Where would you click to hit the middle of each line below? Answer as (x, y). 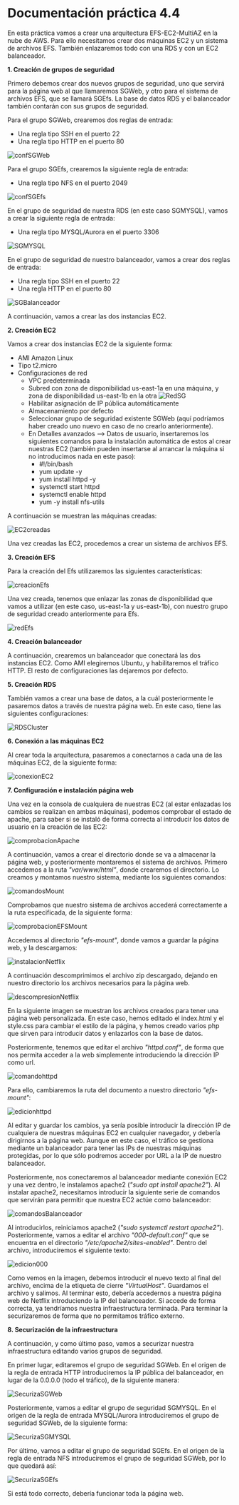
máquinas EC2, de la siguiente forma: (62, 762)
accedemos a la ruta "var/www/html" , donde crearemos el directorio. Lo (113, 870)
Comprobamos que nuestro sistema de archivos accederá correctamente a (117, 905)
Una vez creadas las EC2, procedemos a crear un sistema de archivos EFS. (118, 543)
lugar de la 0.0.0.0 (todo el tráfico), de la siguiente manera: (93, 1380)
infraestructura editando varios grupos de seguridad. (85, 1351)
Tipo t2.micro (37, 365)
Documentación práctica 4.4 (94, 13)
